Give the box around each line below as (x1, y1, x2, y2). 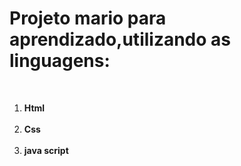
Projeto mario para (9, 7, 167, 30)
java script (23, 144, 69, 156)
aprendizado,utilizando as (9, 28, 232, 51)
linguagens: (9, 50, 111, 72)
